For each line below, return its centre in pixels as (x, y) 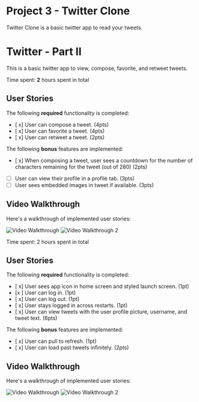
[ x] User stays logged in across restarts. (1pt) (71, 305)
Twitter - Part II (44, 52)
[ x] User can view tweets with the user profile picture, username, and (101, 312)
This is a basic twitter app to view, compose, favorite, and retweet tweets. (97, 68)
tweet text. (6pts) (36, 318)
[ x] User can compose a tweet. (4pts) (62, 124)
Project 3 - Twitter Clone (68, 11)
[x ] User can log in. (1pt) (45, 293)
